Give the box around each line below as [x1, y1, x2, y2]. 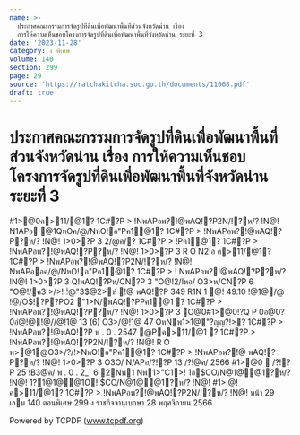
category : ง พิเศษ [9, 47, 71, 56]
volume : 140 [9, 55, 54, 64]
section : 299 [9, 64, 58, 73]
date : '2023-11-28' [9, 38, 82, 48]
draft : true [9, 88, 54, 97]
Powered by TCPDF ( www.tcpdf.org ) [9, 415, 144, 426]
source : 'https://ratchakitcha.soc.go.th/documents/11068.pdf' [9, 80, 251, 89]
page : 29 [9, 72, 42, 81]
